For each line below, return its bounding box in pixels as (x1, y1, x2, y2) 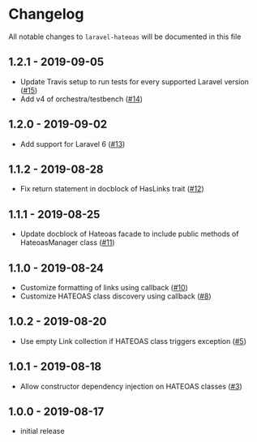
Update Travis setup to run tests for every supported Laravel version (19, 76, 250, 86)
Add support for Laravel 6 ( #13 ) (19, 139, 126, 148)
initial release (19, 427, 65, 436)
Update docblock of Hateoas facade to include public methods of (19, 229, 239, 239)
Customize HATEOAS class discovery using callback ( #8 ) (19, 291, 212, 301)
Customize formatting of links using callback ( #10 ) (19, 283, 188, 292)
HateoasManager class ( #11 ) (19, 238, 115, 247)
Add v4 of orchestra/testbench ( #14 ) (19, 94, 143, 104)
